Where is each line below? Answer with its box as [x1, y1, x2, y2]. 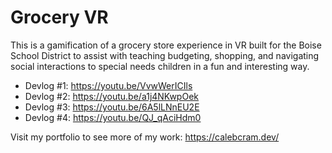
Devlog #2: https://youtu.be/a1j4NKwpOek [24, 90, 199, 102]
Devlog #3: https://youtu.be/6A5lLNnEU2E [24, 101, 200, 113]
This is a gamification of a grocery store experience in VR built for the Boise [10, 39, 322, 51]
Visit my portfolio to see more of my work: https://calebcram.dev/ [10, 131, 280, 143]
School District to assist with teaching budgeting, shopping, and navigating [10, 49, 320, 61]
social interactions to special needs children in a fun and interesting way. [10, 60, 310, 72]
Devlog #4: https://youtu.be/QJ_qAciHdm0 [24, 111, 202, 123]
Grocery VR [10, 6, 109, 29]
